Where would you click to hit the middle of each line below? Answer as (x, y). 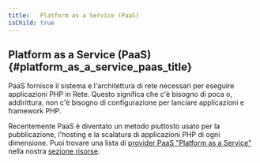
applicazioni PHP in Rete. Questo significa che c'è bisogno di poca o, (121, 94)
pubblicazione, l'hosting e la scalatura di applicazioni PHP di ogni (114, 135)
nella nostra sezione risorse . (54, 151)
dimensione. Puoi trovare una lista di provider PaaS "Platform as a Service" (130, 143)
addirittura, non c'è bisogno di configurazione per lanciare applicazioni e (126, 102)
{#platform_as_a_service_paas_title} (100, 67)
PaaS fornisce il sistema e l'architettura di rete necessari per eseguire (121, 86)
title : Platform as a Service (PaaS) (74, 15)
